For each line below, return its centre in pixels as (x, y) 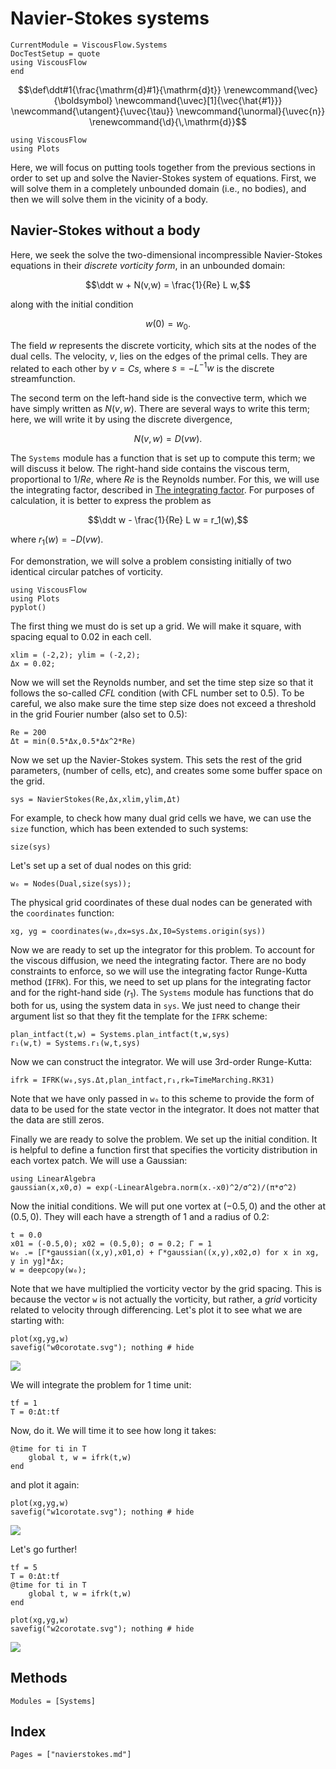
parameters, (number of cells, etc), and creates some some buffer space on (166, 770)
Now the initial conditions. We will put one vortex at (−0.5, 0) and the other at (168, 1206)
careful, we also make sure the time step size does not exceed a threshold (163, 703)
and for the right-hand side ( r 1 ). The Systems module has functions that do (162, 994)
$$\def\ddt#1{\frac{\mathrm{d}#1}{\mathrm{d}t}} (119, 89)
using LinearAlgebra (53, 1178)
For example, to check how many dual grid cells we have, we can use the (161, 818)
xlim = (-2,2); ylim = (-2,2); (75, 655)
